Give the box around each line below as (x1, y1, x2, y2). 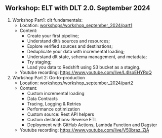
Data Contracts (27, 96, 58, 102)
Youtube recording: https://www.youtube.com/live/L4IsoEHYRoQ (19, 69, 152, 75)
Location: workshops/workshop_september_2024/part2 (19, 80, 133, 86)
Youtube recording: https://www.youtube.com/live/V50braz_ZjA (19, 127, 150, 133)
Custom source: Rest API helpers (27, 111, 94, 117)
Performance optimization (27, 106, 80, 112)
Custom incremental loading (27, 90, 85, 96)
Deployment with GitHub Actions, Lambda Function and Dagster (27, 122, 158, 128)
